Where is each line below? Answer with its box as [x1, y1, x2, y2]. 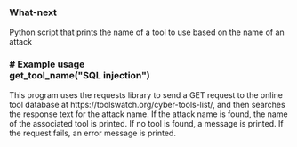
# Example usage [9, 58, 85, 70]
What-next [9, 6, 58, 19]
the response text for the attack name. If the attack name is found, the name [9, 109, 288, 119]
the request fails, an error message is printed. [9, 127, 176, 138]
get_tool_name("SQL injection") [9, 69, 150, 82]
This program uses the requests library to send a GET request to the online [9, 89, 283, 100]
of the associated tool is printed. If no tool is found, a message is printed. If [9, 118, 284, 128]
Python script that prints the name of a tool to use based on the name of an [9, 27, 285, 37]
